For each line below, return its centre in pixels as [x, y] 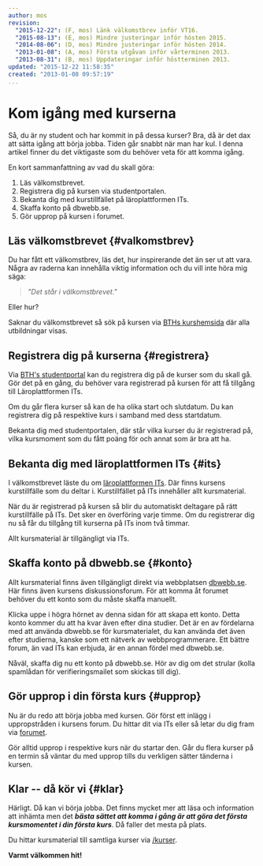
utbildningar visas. [38, 331]
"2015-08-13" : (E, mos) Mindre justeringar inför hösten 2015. [121, 37]
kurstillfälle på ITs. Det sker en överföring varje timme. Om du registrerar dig [131, 515]
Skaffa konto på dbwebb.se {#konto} [100, 563]
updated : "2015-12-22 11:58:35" [61, 67]
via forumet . [28, 732]
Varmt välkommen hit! [45, 855]
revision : [24, 23]
